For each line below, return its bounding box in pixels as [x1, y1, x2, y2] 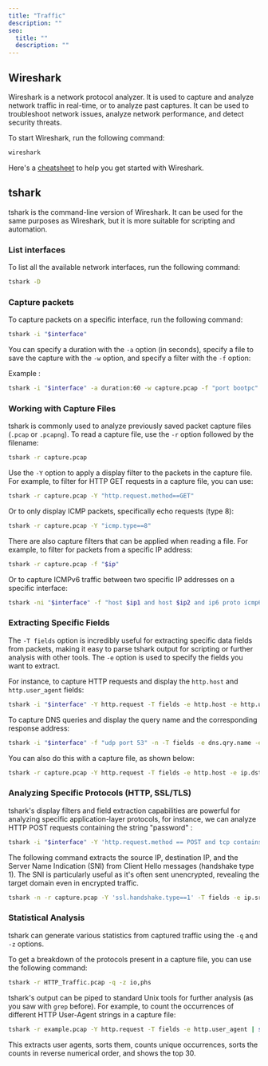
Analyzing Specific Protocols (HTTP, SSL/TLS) [8, 787, 191, 799]
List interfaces [8, 244, 66, 256]
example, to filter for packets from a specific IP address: [8, 545, 193, 554]
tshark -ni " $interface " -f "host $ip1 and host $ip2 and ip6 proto [8, 598, 241, 607]
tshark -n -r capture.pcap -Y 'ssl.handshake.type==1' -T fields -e [8, 894, 241, 902]
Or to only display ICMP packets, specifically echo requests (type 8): [8, 506, 234, 516]
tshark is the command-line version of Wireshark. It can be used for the [8, 207, 243, 216]
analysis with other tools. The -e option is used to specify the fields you [8, 652, 243, 662]
